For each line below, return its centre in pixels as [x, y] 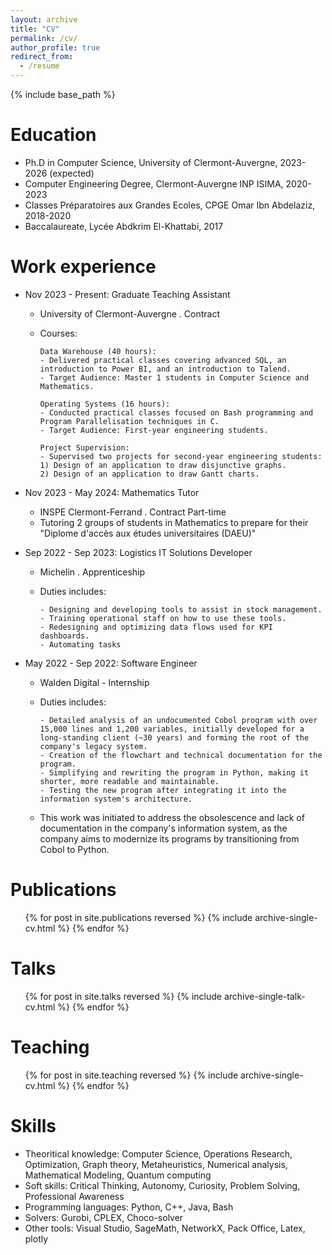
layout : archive [44, 19]
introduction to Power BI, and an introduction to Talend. [165, 369]
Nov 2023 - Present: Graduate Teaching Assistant [127, 294]
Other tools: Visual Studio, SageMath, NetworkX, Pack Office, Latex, [165, 1228]
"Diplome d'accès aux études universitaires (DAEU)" [148, 533]
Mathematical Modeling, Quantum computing [118, 1175]
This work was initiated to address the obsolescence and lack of [172, 817]
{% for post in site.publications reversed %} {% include [138, 917]
